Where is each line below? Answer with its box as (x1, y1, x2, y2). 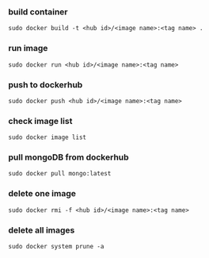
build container (8, 6, 68, 17)
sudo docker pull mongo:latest (8, 170, 112, 178)
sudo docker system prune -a (8, 243, 104, 251)
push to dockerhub (8, 79, 83, 90)
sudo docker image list (8, 133, 87, 141)
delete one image (8, 188, 77, 199)
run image (8, 43, 48, 54)
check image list (8, 115, 73, 126)
